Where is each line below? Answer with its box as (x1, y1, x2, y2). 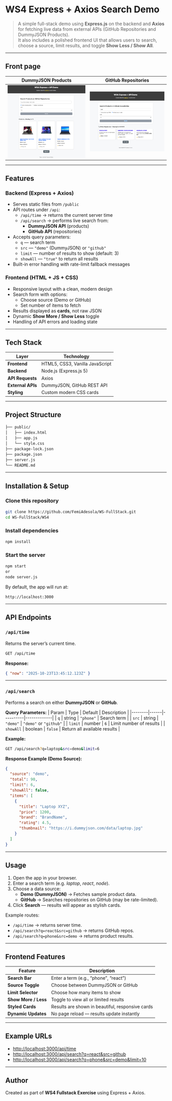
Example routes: (5, 912, 39, 918)
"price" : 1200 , (18, 809, 52, 815)
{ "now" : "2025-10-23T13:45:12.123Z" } (5, 670, 91, 676)
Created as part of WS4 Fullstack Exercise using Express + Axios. (5, 1090, 146, 1096)
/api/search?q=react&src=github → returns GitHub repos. (12, 927, 135, 934)
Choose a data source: (12, 885, 61, 892)
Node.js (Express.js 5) (41, 368, 88, 374)
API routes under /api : (12, 207, 60, 213)
